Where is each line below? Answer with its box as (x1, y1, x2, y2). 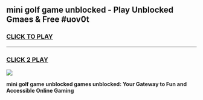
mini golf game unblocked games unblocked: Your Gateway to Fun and (6, 80, 187, 87)
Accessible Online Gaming (6, 87, 74, 94)
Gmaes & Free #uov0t (6, 15, 89, 25)
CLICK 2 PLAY (6, 55, 48, 64)
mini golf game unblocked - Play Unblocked (6, 5, 174, 15)
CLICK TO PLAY (6, 33, 53, 41)
